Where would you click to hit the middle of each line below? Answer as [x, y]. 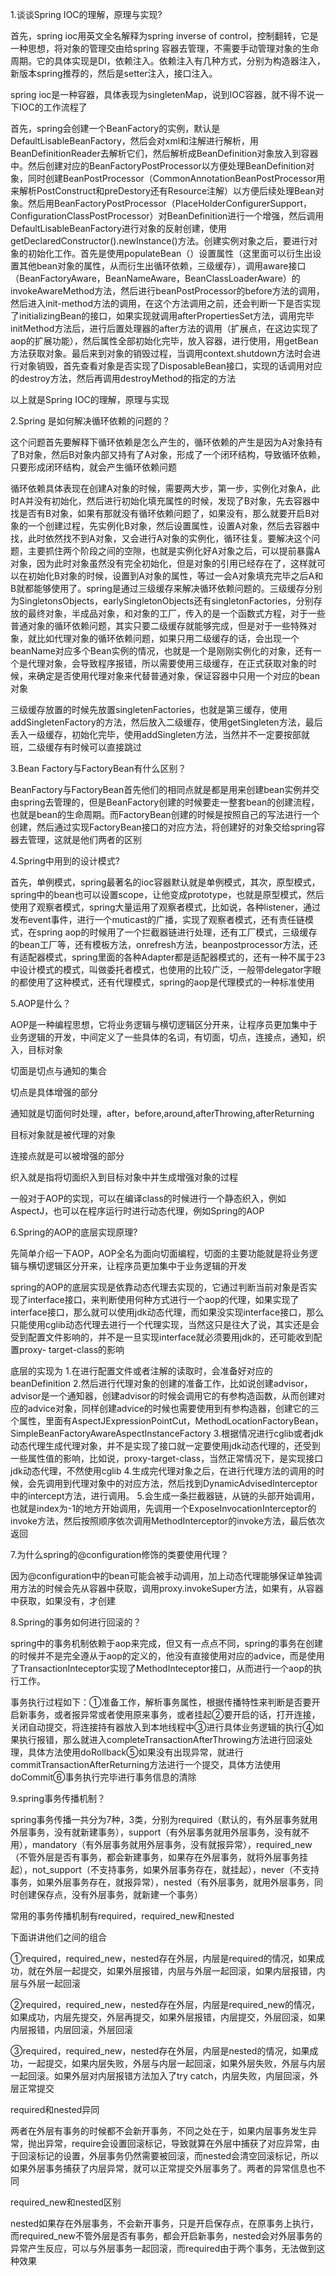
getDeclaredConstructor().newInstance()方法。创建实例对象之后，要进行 [160, 241]
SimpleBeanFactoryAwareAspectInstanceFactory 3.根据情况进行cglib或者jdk [167, 1433]
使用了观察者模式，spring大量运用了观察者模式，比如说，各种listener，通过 [166, 907]
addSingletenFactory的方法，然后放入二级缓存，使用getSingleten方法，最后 [166, 722]
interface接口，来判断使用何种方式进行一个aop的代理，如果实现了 [163, 1299]
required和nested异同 [55, 2109]
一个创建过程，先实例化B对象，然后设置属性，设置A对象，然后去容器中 [173, 526]
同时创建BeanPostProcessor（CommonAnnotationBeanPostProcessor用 [176, 178]
